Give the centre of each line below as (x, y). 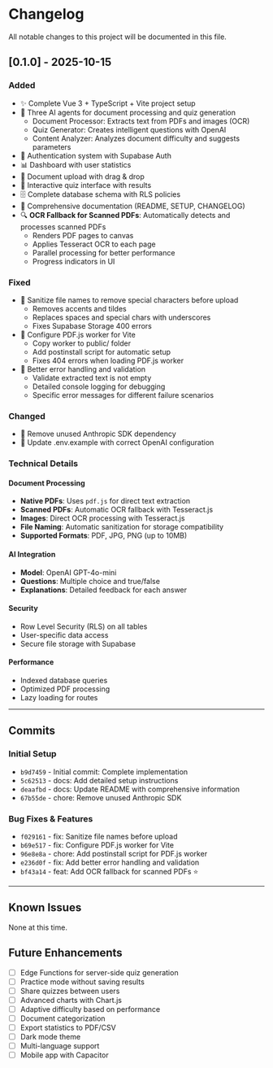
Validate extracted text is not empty (92, 377)
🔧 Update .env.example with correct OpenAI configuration (117, 442)
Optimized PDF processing (65, 689)
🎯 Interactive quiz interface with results (86, 185)
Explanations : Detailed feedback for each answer (104, 590)
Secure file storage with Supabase (78, 643)
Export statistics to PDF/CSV (68, 1027)
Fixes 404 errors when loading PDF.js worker (108, 360)
